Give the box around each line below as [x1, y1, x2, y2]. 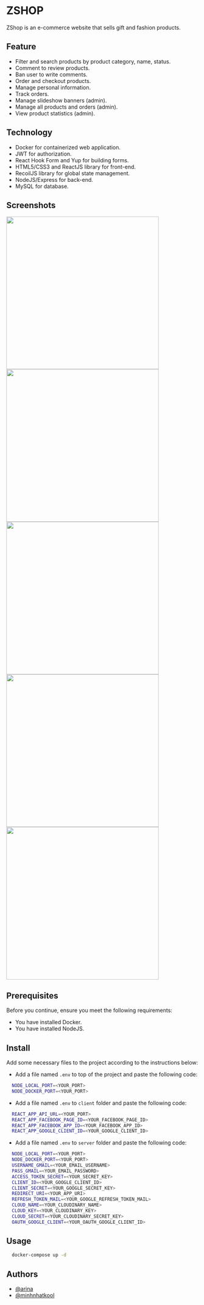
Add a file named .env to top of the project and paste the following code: [15, 1071, 198, 1078]
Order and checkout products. [15, 77, 91, 84]
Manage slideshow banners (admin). [15, 96, 107, 104]
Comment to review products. [15, 64, 90, 71]
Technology [6, 128, 53, 138]
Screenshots [6, 200, 56, 211]
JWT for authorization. [15, 150, 72, 157]
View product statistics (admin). [15, 109, 96, 117]
